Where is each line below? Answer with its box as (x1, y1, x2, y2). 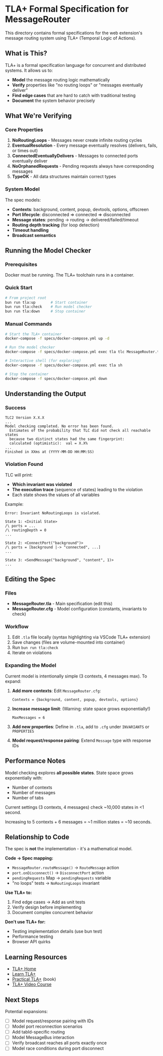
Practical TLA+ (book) (12, 976, 56, 982)
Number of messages (12, 789, 56, 796)
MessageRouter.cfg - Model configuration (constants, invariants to (12, 606, 147, 612)
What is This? (5, 49, 48, 58)
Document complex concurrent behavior (12, 910, 93, 916)
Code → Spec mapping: (5, 855, 53, 861)
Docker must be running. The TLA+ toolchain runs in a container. (5, 272, 134, 278)
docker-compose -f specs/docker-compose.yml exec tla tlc (5, 350, 125, 355)
